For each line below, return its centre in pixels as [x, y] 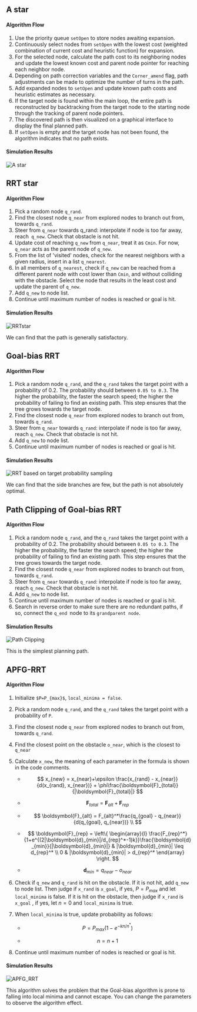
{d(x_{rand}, [51, 785]
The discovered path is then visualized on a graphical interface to [94, 119]
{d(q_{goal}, [88, 822]
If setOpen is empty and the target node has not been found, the [91, 132]
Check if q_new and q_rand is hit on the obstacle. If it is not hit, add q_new [102, 883]
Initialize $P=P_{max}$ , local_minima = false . [68, 697]
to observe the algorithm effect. [44, 1003]
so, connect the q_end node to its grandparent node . [77, 613]
